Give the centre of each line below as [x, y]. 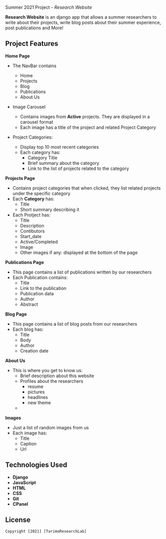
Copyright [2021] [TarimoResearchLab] [46, 531]
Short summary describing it [50, 209]
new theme [39, 402]
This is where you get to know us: [48, 370]
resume [36, 386]
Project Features [32, 44]
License [18, 520]
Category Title [42, 158]
